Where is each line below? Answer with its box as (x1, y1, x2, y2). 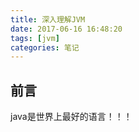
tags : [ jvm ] (10, 33, 60, 43)
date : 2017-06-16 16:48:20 (10, 24, 123, 34)
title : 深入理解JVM (10, 14, 86, 25)
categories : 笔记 (10, 42, 80, 53)
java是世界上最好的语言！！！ (10, 111, 133, 123)
